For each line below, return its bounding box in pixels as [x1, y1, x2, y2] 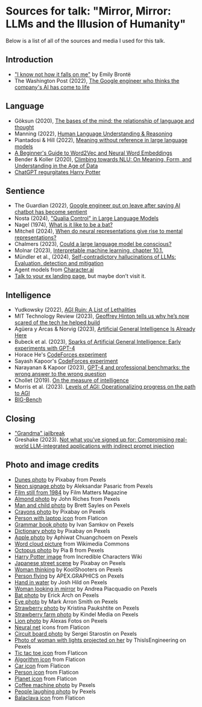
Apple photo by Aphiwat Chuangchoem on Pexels [14, 534, 138, 541]
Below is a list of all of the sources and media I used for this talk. [5, 37, 166, 44]
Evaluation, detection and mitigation [14, 260, 104, 267]
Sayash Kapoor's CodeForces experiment [14, 358, 118, 365]
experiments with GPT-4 [14, 344, 75, 352]
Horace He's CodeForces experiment [14, 351, 107, 358]
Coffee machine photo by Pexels [14, 681, 96, 688]
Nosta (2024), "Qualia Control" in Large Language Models [14, 215, 159, 222]
